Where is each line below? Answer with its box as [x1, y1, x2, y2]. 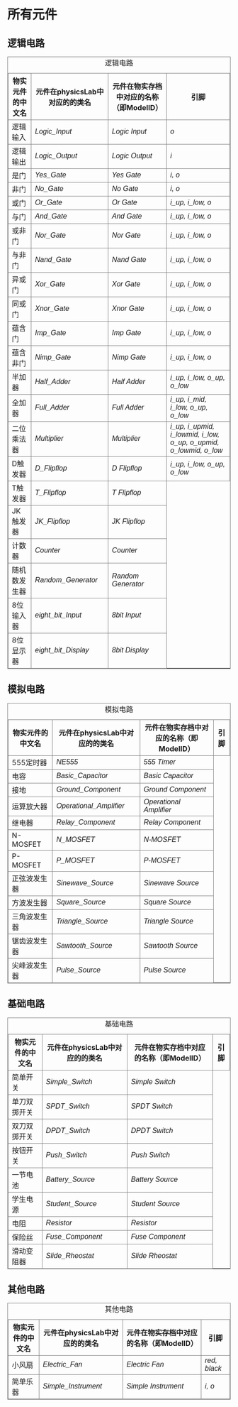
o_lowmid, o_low [169, 447, 223, 454]
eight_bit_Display [35, 646, 90, 654]
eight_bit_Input [35, 611, 82, 619]
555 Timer [143, 757, 176, 766]
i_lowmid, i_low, [169, 430, 220, 439]
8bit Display [112, 646, 149, 654]
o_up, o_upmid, [169, 438, 220, 447]
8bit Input [112, 611, 142, 619]
